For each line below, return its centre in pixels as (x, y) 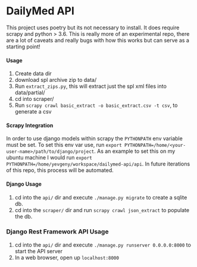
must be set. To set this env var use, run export (64, 145)
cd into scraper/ (34, 99)
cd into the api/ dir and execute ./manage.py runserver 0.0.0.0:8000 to (103, 245)
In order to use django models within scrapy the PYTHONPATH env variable (94, 139)
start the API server (39, 251)
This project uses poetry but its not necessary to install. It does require (93, 27)
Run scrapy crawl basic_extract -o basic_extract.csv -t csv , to (96, 105)
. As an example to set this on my (135, 151)
